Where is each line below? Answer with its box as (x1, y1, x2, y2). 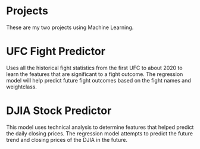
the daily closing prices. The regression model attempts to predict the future (6, 129, 193, 137)
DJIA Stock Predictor (6, 104, 112, 118)
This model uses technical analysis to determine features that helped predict (6, 123, 194, 131)
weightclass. (6, 83, 37, 90)
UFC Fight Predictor (6, 45, 106, 58)
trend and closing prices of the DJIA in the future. (6, 136, 128, 143)
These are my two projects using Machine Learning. (6, 24, 134, 31)
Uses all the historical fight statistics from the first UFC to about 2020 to (6, 64, 183, 71)
